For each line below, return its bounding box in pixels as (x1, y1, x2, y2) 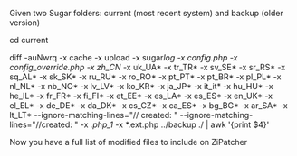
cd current (9, 35, 49, 45)
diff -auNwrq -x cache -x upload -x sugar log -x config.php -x (9, 52, 238, 62)
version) (9, 17, 41, 28)
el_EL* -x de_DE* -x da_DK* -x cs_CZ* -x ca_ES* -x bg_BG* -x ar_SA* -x (9, 100, 288, 111)
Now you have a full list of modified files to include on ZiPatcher (9, 137, 247, 147)
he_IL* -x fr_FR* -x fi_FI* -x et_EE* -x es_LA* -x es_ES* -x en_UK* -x (9, 90, 273, 101)
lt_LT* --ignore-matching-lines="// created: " (9, 110, 178, 120)
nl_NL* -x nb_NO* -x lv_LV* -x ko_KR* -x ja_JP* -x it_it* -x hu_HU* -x (9, 81, 273, 91)
